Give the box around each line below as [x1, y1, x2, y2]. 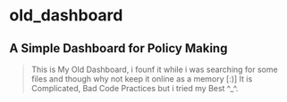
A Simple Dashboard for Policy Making [9, 41, 228, 56]
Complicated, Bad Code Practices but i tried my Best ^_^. [30, 83, 239, 93]
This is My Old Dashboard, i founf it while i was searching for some [30, 64, 279, 75]
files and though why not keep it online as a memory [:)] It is [30, 74, 253, 84]
